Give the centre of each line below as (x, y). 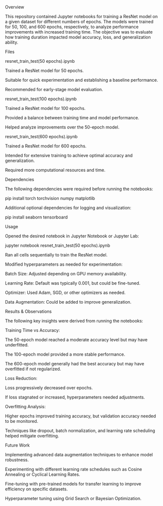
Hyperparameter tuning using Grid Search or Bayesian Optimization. (73, 498)
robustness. (17, 460)
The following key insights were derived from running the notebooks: (74, 321)
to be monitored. (22, 421)
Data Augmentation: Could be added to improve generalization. (68, 302)
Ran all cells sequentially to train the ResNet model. (56, 255)
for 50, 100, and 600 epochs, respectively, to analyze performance (72, 27)
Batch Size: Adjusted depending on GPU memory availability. (66, 274)
